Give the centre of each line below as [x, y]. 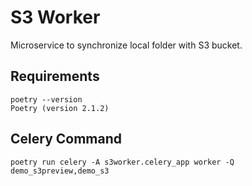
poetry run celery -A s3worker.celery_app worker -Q [122, 162]
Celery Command [66, 139]
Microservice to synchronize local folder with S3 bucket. [126, 45]
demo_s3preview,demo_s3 [60, 171]
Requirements [55, 76]
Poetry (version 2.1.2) [60, 108]
